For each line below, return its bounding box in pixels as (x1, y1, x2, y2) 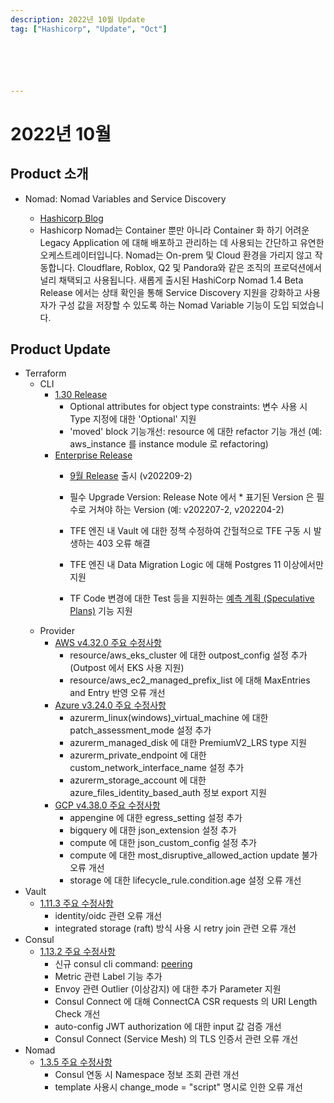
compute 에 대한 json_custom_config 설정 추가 (69, 837, 257, 849)
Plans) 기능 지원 (69, 605, 133, 617)
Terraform (24, 367, 67, 380)
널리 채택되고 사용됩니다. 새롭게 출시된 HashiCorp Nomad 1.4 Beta (39, 274, 304, 286)
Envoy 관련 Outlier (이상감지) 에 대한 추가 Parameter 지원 (54, 983, 282, 995)
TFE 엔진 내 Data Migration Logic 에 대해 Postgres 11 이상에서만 (69, 559, 324, 571)
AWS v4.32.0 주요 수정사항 (54, 637, 162, 649)
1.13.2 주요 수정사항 (39, 946, 116, 958)
